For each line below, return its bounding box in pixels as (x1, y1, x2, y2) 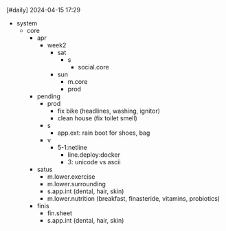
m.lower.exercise (47, 173, 95, 181)
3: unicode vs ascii (67, 158, 121, 166)
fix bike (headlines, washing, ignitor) (57, 107, 161, 115)
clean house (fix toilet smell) (57, 114, 138, 122)
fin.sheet (47, 209, 73, 217)
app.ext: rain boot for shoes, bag (57, 129, 150, 137)
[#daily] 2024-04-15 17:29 (6, 6, 80, 14)
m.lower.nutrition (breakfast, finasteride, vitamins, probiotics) (47, 195, 221, 202)
